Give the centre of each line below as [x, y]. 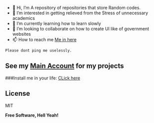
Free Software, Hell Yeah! [32, 115]
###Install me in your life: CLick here [43, 78]
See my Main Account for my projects [65, 66]
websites [22, 34]
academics [24, 18]
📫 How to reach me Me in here [44, 39]
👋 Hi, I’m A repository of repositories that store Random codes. [76, 8]
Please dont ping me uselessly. [38, 51]
